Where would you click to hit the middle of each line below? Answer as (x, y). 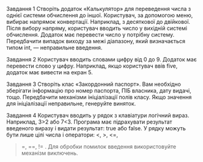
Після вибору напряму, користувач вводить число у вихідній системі (97, 28)
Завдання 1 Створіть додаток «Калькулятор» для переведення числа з (99, 9)
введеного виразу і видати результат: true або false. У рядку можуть (96, 128)
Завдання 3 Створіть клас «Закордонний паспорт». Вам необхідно (94, 84)
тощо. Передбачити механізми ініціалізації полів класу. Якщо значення (99, 97)
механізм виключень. (50, 153)
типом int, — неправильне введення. (54, 48)
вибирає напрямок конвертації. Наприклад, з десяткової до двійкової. (98, 22)
